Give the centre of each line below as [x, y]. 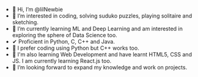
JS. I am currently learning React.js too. [62, 61]
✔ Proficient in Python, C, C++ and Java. [63, 42]
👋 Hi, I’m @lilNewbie [37, 9]
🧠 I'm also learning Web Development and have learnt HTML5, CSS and [102, 54]
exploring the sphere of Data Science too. [64, 35]
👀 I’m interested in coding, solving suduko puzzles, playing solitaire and [102, 16]
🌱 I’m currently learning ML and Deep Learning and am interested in [97, 28]
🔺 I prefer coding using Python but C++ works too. [75, 48]
